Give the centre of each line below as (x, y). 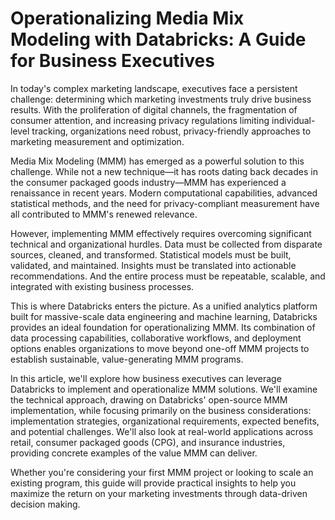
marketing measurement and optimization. (97, 141)
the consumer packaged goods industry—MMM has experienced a (148, 182)
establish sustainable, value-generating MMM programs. (127, 359)
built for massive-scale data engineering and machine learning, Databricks (164, 316)
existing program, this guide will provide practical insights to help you (153, 483)
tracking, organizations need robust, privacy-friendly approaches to (171, 131)
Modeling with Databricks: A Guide (158, 39)
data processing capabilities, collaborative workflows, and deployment (156, 338)
